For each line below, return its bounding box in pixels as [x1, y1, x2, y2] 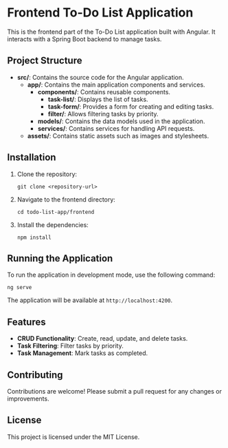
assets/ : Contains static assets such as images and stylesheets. [27, 131, 209, 140]
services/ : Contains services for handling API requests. [37, 124, 195, 132]
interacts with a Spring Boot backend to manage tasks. [7, 34, 162, 43]
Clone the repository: [16, 170, 78, 178]
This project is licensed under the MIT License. [7, 432, 140, 441]
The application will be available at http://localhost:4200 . [7, 296, 173, 304]
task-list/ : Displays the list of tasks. [47, 95, 149, 103]
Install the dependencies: [16, 220, 89, 228]
